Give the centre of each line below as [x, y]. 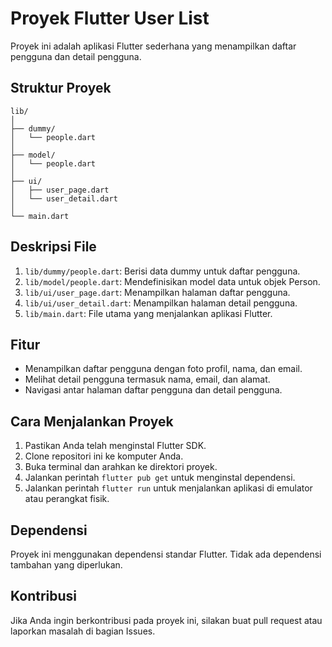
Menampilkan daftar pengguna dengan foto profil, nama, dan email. [163, 369]
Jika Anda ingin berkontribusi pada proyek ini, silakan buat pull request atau [166, 620]
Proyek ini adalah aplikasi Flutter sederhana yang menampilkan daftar [153, 46]
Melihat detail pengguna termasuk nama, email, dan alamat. [147, 379]
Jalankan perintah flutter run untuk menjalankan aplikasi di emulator [168, 488]
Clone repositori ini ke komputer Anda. [104, 456]
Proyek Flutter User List [110, 18]
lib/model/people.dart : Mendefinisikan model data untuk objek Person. [172, 281]
